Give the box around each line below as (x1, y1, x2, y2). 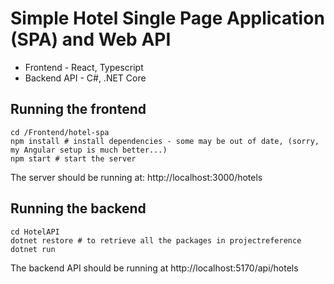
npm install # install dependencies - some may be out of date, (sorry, (10, 136, 320, 146)
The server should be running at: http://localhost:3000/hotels (10, 171, 263, 183)
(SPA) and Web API (10, 28, 172, 51)
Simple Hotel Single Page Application (10, 7, 325, 30)
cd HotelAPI (10, 227, 60, 237)
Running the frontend (10, 101, 147, 118)
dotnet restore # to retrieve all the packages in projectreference (10, 235, 302, 246)
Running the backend (10, 200, 147, 217)
